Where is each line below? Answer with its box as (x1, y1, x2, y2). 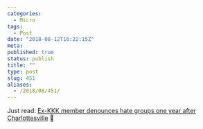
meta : (7, 42, 23, 49)
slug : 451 (7, 74, 36, 82)
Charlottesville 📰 (7, 114, 54, 122)
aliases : (7, 81, 33, 88)
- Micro (13, 17, 36, 24)
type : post (7, 68, 39, 75)
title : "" (7, 62, 36, 69)
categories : (7, 10, 42, 17)
